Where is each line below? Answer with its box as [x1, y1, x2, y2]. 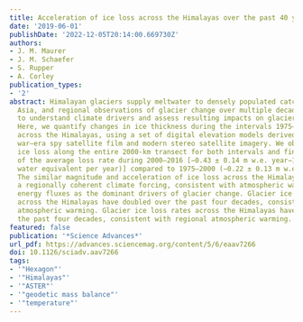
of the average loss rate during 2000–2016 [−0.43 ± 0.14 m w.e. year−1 [17, 155, 297, 165]
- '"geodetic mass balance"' [9, 290, 119, 299]
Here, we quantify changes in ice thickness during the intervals [17, 123, 272, 132]
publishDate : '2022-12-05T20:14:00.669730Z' [9, 30, 179, 39]
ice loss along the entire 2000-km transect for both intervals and [17, 147, 280, 156]
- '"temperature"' [9, 299, 78, 308]
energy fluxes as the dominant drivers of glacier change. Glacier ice [17, 189, 293, 198]
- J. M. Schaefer [9, 55, 75, 64]
